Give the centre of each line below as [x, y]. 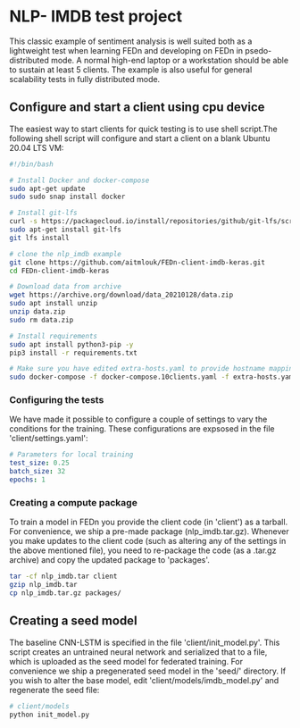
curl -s [24, 222]
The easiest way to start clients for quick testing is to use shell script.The [144, 129]
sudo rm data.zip [42, 320]
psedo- [258, 50]
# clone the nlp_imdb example [66, 254]
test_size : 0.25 [39, 463]
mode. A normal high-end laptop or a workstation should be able [169, 60]
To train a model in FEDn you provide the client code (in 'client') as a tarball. [149, 522]
